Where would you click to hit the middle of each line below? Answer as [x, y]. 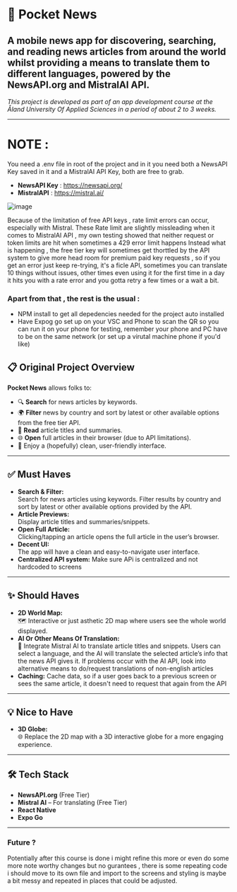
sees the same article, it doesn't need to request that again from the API [122, 683]
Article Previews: [43, 514]
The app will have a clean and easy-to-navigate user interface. [109, 552]
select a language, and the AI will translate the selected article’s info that [122, 653]
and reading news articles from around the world [117, 51]
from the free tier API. [49, 423]
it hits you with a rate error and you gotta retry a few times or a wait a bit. [113, 280]
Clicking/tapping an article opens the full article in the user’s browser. [119, 536]
